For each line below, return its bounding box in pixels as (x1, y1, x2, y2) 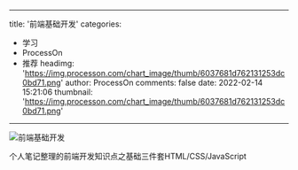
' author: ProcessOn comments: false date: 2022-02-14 (60, 77, 263, 88)
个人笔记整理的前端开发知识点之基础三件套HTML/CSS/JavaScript (9, 151, 247, 161)
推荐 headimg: (21, 58, 75, 68)
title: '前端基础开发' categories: (9, 19, 122, 29)
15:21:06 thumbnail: (21, 87, 93, 97)
